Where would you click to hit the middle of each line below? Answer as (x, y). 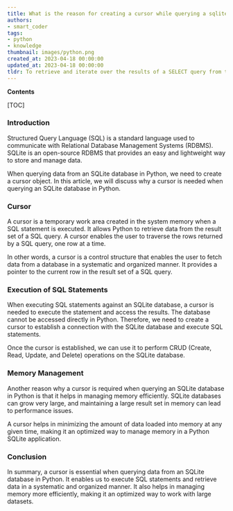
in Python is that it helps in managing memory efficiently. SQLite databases (114, 396)
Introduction (28, 123)
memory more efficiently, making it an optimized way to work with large (109, 494)
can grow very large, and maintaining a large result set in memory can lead (114, 403)
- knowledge (24, 46)
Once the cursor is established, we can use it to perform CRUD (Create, (109, 348)
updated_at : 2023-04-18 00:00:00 (55, 65)
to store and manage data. (45, 160)
